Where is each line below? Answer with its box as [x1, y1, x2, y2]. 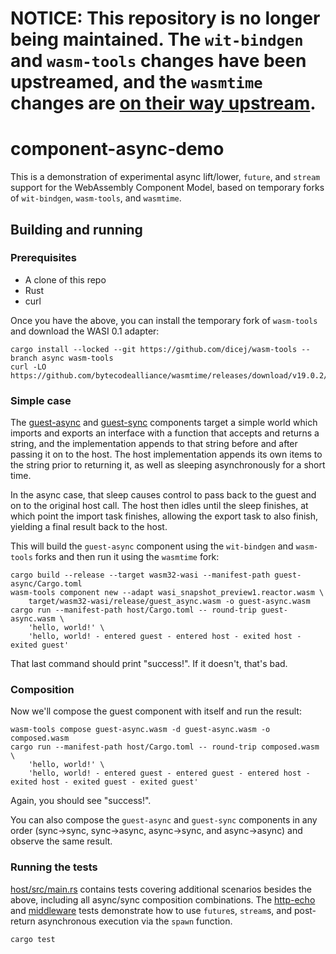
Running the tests [10, 860, 98, 874]
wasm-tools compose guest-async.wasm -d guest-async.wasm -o [10, 725, 271, 735]
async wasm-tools [41, 353, 114, 363]
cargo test [10, 934, 56, 944]
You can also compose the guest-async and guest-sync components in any [10, 814, 318, 826]
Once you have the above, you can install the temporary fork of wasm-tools [10, 314, 318, 326]
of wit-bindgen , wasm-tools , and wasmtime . [10, 192, 182, 204]
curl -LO [10, 362, 47, 372]
